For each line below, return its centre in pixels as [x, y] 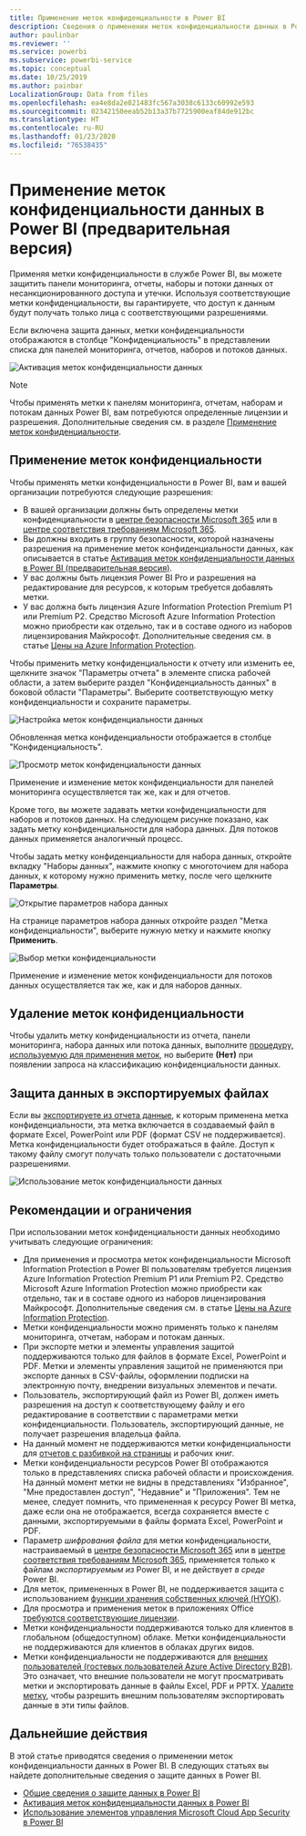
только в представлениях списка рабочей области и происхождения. [158, 1472]
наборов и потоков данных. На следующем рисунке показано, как [139, 819]
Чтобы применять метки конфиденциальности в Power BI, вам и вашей [148, 482]
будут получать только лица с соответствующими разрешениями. [139, 312]
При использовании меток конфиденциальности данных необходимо [145, 1231]
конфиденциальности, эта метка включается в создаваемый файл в [142, 1125]
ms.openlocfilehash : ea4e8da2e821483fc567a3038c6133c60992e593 [132, 103]
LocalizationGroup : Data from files [79, 94]
